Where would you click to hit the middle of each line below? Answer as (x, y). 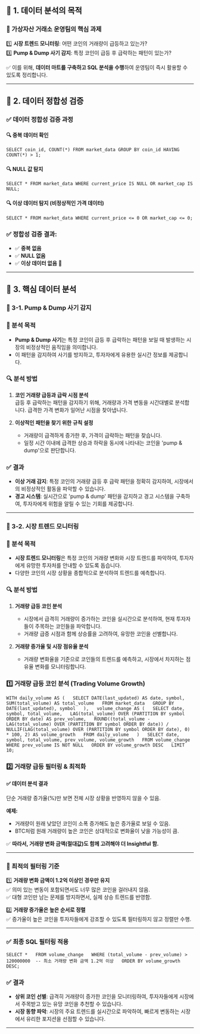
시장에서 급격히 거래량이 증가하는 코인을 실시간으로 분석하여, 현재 (99, 619)
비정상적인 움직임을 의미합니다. (62, 347)
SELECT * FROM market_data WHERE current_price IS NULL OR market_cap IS (100, 184)
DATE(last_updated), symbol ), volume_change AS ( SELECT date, (96, 708)
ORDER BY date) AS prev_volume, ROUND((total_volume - (78, 719)
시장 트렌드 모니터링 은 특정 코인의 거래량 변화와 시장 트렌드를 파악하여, (96, 558)
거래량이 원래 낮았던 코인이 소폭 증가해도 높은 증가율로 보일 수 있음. (93, 824)
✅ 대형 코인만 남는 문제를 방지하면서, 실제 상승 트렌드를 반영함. (79, 897)
